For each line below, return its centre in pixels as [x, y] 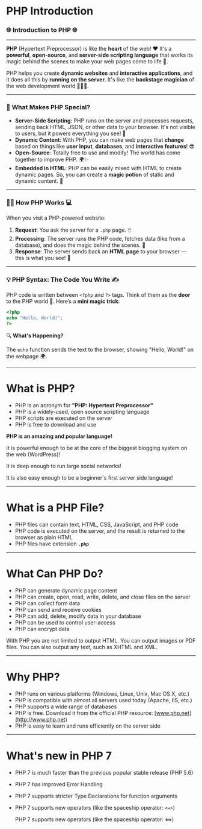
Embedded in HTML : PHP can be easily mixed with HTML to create [98, 168]
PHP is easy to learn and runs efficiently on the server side [88, 726]
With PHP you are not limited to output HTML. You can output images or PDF [101, 640]
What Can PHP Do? [55, 574]
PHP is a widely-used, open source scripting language [82, 411]
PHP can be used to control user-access [65, 622]
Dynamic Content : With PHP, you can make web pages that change [99, 139]
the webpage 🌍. [27, 356]
